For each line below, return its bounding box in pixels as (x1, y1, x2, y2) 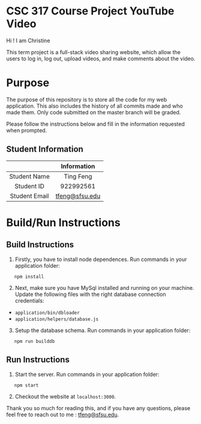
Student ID (14, 182, 45, 190)
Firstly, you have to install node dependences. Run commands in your (14, 256, 187, 263)
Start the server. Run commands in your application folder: (14, 370, 160, 378)
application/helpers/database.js (14, 316, 99, 322)
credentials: (14, 296, 44, 304)
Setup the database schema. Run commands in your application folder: (14, 327, 191, 334)
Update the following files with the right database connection (14, 290, 166, 298)
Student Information (6, 144, 84, 155)
